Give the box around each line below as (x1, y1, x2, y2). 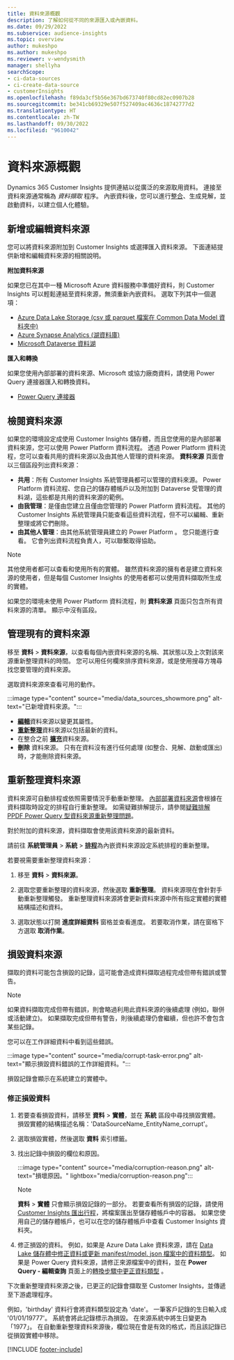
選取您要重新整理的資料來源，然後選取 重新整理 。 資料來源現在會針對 (17, 885, 217, 893)
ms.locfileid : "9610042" (7, 127, 79, 134)
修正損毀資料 (7, 1094, 51, 1104)
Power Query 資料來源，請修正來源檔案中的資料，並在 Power (31, 1258, 208, 1266)
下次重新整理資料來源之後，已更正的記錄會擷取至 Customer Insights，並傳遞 (7, 1281, 226, 1290)
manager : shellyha (7, 62, 61, 69)
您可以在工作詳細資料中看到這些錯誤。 (7, 1038, 117, 1046)
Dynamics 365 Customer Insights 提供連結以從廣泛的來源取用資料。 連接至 (7, 183, 222, 192)
